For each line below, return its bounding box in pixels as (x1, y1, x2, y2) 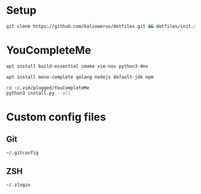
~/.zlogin (6, 182, 31, 188)
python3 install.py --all (6, 90, 71, 96)
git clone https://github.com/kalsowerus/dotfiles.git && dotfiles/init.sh (6, 23, 199, 29)
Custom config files (6, 110, 106, 124)
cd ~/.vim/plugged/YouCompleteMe (6, 85, 90, 91)
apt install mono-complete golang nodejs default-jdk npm (6, 74, 154, 80)
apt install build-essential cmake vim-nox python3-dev (6, 63, 148, 69)
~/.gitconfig (6, 150, 39, 156)
